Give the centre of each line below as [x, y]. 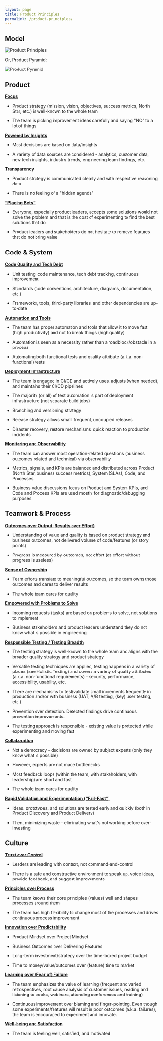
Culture [17, 843]
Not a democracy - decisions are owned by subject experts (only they [82, 750]
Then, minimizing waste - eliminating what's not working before [76, 822]
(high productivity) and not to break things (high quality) [68, 332]
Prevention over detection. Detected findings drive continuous [74, 711]
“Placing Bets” [20, 203]
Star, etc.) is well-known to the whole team [55, 111]
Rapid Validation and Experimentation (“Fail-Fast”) [57, 798]
